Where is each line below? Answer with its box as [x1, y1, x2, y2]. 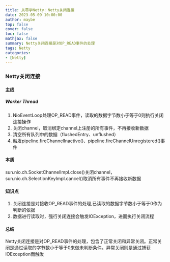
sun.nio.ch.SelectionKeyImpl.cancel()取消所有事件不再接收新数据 [5, 176, 141, 182]
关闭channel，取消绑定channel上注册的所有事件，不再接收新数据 [12, 125, 149, 131]
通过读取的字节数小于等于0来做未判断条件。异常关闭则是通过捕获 [14, 245, 151, 251]
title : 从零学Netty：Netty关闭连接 [5, 7, 75, 13]
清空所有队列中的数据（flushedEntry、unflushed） [12, 131, 119, 137]
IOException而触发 [5, 251, 44, 257]
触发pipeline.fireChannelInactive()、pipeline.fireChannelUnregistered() [12, 138, 161, 144]
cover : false [5, 27, 33, 32]
